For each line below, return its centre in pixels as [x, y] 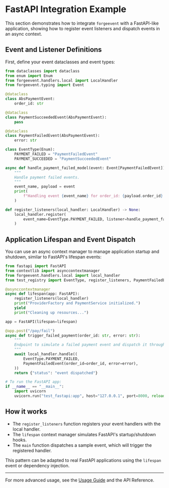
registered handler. [32, 450]
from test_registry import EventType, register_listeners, [68, 280]
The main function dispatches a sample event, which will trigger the [82, 445]
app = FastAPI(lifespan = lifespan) [41, 321]
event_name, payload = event [45, 187]
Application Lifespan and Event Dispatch [70, 239]
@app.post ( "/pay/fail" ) [30, 331]
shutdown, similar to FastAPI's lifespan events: [53, 257]
